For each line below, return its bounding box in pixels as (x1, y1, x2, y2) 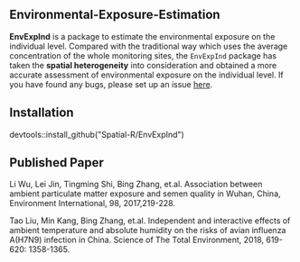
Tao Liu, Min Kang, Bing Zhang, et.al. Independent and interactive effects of (9, 215, 291, 226)
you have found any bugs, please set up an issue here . (9, 78, 213, 89)
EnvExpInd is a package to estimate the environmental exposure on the (9, 31, 276, 41)
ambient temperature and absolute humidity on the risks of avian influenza (9, 225, 286, 236)
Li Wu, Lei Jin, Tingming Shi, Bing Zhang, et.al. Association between (9, 179, 263, 190)
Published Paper (9, 155, 104, 170)
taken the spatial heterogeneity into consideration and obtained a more (9, 59, 277, 70)
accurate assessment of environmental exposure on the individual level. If (9, 69, 284, 80)
